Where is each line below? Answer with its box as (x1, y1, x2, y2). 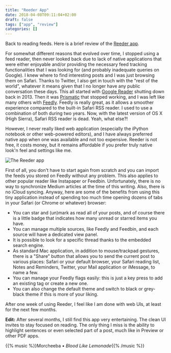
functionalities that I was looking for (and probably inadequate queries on (5, 67, 160, 73)
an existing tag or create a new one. (12, 280, 88, 286)
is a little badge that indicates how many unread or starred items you (12, 215, 157, 222)
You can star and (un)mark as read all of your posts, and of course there (12, 210, 165, 216)
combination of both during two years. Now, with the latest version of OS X (5, 111, 163, 117)
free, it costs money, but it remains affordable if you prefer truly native (5, 142, 153, 148)
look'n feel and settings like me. (5, 147, 72, 153)
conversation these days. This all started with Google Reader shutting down (5, 89, 164, 95)
